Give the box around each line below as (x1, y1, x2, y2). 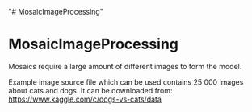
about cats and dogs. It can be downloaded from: (8, 85, 173, 95)
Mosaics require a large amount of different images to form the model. (8, 61, 242, 71)
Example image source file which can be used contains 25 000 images (8, 77, 244, 87)
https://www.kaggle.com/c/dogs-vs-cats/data (8, 94, 162, 104)
